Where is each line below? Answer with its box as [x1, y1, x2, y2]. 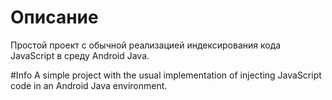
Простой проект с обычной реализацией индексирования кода [10, 39, 282, 51]
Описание [10, 6, 99, 29]
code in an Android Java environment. [10, 79, 168, 91]
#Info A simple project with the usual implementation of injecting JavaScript [10, 69, 322, 81]
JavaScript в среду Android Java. [10, 49, 150, 61]
